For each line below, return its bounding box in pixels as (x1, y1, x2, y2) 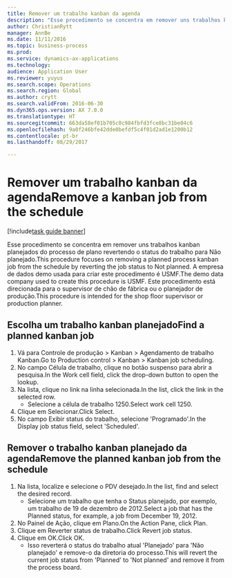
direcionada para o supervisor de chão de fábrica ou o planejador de (7, 285, 203, 293)
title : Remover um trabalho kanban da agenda (7, 10, 140, 17)
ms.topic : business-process (7, 42, 88, 49)
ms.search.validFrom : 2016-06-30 (7, 100, 104, 107)
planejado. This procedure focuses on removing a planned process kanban (7, 255, 219, 264)
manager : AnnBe (7, 29, 51, 37)
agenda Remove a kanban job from (7, 190, 208, 205)
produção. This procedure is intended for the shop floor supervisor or (7, 292, 204, 300)
